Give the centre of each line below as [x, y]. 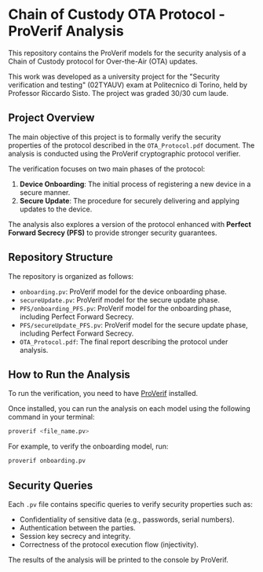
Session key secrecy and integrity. [75, 536]
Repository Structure [61, 257]
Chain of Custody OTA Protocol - [117, 15]
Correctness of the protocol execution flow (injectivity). [109, 544]
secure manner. [45, 192]
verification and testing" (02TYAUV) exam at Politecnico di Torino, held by [128, 85]
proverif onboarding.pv [47, 461]
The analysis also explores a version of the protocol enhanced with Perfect [130, 224]
